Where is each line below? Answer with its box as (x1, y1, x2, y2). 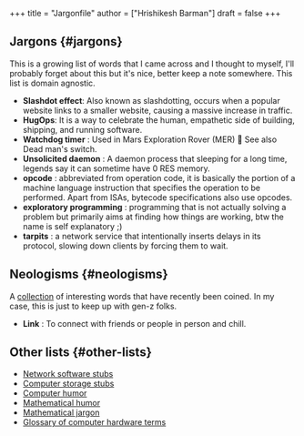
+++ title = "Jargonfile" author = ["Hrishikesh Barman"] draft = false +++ (9, 8, 281, 18)
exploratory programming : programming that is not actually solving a (22, 201, 287, 212)
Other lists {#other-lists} (9, 345, 153, 360)
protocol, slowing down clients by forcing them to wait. (22, 240, 229, 251)
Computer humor (22, 388, 87, 399)
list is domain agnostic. (9, 77, 96, 88)
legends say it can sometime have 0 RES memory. (22, 163, 211, 174)
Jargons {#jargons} (9, 34, 123, 49)
